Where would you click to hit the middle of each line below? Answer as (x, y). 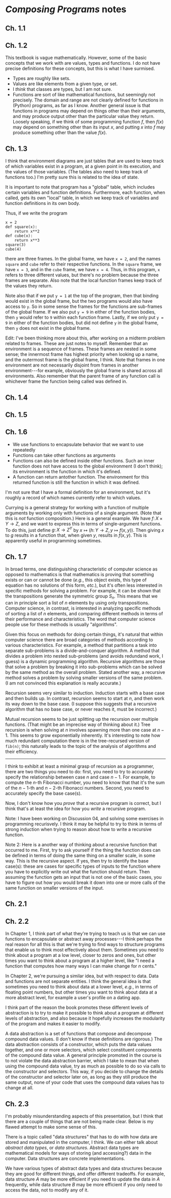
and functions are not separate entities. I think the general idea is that (78, 981)
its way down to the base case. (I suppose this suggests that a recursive (81, 704)
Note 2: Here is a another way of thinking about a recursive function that (81, 845)
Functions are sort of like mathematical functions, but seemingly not (84, 95)
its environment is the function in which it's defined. (67, 471)
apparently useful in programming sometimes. (54, 541)
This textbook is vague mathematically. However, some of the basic (76, 58)
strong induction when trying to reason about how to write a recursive (78, 829)
